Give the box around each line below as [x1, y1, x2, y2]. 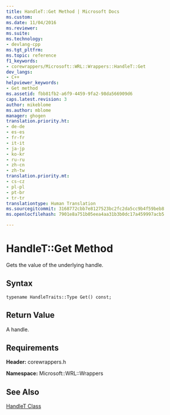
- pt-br [6, 189, 25, 195]
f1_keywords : [6, 58, 38, 64]
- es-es [6, 129, 25, 136]
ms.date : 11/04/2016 [6, 19, 57, 25]
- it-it [6, 140, 25, 146]
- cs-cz [6, 179, 25, 185]
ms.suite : [6, 31, 31, 37]
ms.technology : [6, 36, 44, 42]
